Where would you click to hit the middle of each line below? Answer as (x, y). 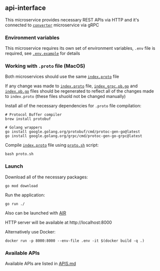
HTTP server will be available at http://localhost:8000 (59, 222)
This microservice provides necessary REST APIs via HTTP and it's (72, 19)
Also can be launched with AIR (36, 213)
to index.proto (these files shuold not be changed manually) (65, 97)
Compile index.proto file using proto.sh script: (52, 145)
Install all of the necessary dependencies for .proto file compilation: (73, 106)
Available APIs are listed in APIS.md (41, 263)
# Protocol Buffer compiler (34, 115)
